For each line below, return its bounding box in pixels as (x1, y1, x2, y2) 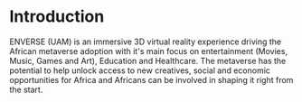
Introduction (9, 6, 105, 27)
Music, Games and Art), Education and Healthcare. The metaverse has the (9, 55, 287, 66)
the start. (9, 84, 43, 95)
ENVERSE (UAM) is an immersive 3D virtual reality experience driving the (9, 36, 282, 47)
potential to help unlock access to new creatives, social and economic (9, 65, 271, 76)
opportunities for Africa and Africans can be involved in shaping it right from (9, 74, 294, 85)
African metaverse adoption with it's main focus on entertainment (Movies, (9, 45, 288, 56)
